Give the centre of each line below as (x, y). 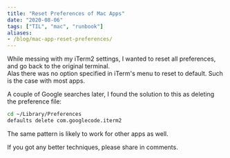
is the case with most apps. (46, 81)
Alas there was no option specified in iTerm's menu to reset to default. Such (115, 74)
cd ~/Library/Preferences (44, 115)
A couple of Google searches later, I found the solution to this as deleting (111, 95)
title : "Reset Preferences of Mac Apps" (66, 13)
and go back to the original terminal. (59, 66)
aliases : (20, 33)
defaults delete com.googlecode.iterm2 (65, 121)
